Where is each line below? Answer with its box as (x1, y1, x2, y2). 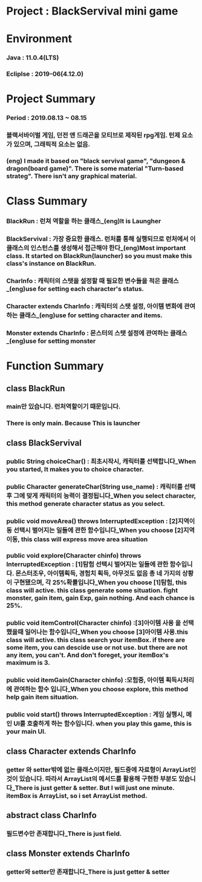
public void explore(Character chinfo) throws (6, 551, 142, 560)
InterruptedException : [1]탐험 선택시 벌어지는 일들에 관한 (6, 560, 169, 568)
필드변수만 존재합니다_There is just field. (6, 829, 122, 838)
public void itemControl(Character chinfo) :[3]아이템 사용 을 (6, 619, 181, 627)
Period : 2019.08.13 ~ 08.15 (6, 114, 87, 122)
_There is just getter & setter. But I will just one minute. (11, 783, 175, 792)
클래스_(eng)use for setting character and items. (19, 311, 163, 320)
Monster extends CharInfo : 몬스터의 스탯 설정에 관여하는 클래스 (6, 329, 187, 337)
